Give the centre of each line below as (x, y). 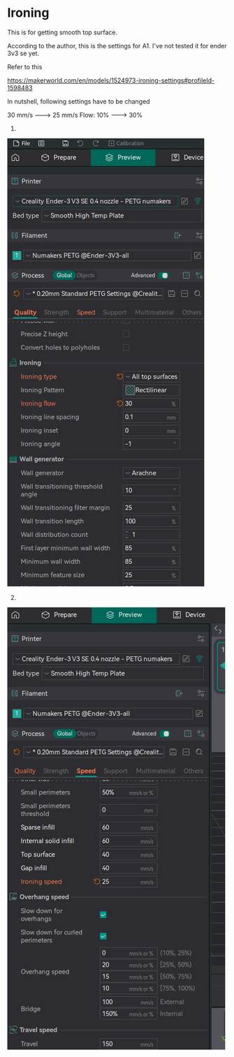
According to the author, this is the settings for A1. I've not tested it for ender (117, 45)
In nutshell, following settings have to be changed (79, 101)
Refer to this (25, 66)
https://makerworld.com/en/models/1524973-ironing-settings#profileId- (111, 80)
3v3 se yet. (23, 53)
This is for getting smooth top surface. (62, 32)
